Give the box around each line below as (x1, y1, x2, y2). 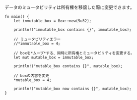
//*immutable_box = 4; (13, 41, 61, 46)
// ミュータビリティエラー (13, 37, 61, 42)
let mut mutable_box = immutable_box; (13, 55, 94, 60)
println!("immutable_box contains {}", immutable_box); (13, 27, 132, 32)
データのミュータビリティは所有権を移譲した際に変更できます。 (4, 4, 135, 10)
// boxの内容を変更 (13, 73, 49, 78)
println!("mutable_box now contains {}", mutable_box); (13, 86, 132, 91)
